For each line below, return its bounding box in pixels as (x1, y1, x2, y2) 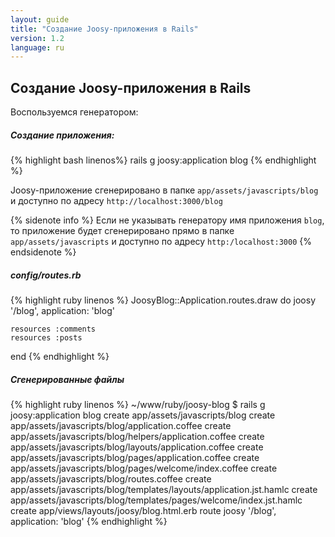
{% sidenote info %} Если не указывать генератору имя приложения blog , (10, 214, 325, 226)
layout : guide (10, 14, 70, 25)
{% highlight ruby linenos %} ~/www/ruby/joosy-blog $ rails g (10, 398, 266, 410)
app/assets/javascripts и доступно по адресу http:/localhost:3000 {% (10, 236, 312, 248)
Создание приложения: (10, 129, 115, 141)
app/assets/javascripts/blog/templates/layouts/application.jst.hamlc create (10, 483, 318, 495)
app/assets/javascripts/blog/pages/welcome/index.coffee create (10, 462, 278, 474)
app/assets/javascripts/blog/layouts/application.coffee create (10, 441, 264, 453)
